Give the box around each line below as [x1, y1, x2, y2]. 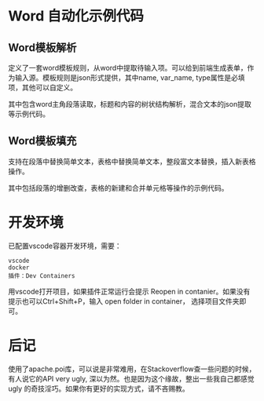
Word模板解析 [8, 41, 77, 54]
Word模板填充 [8, 134, 77, 148]
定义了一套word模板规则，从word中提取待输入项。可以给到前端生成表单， [8, 64, 247, 72]
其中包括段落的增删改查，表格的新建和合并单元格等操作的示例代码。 [8, 183, 229, 192]
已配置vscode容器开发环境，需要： [8, 241, 122, 250]
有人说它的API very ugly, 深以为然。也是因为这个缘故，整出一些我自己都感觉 [8, 374, 255, 383]
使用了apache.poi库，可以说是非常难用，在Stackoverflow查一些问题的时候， [8, 364, 256, 374]
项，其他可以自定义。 [8, 83, 77, 92]
